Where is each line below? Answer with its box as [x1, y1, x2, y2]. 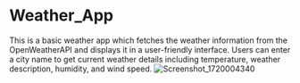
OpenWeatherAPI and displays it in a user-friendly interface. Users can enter [9, 44, 291, 54]
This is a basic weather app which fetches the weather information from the [9, 35, 288, 46]
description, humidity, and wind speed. [9, 63, 153, 74]
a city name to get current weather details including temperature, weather [9, 54, 281, 64]
